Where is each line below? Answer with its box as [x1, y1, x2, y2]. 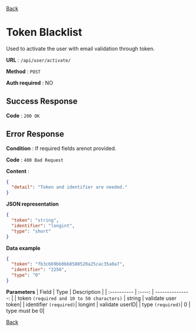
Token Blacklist [6, 26, 82, 39]
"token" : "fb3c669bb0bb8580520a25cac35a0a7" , [11, 262, 125, 267]
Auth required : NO [6, 79, 54, 86]
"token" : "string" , [11, 217, 59, 223]
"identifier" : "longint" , [11, 223, 75, 229]
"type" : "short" [11, 228, 51, 234]
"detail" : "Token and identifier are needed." [11, 184, 128, 190]
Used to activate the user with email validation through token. [6, 45, 155, 52]
